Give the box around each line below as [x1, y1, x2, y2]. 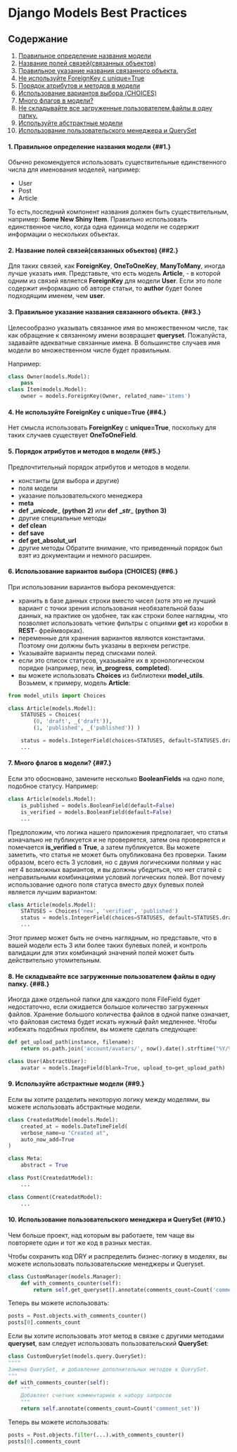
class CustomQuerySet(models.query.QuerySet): [8, 1353, 147, 1360]
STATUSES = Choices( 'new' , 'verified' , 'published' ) [20, 908, 179, 915]
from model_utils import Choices [8, 692, 106, 699]
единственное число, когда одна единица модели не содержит [8, 223, 200, 231]
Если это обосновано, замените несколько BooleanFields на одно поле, [8, 775, 225, 783]
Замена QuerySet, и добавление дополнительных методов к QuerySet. [8, 1366, 210, 1373]
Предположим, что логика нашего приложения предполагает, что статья [8, 828, 228, 836]
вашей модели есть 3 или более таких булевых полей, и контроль [8, 941, 207, 950]
